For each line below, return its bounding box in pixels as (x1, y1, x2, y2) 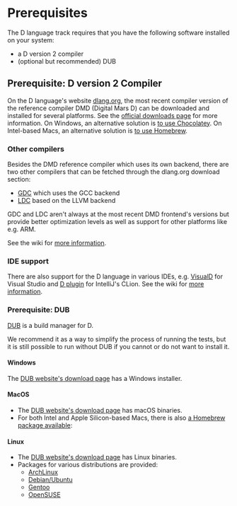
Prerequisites (7, 5, 88, 21)
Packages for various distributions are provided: (17, 461, 158, 469)
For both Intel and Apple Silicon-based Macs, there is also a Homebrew (17, 413, 226, 422)
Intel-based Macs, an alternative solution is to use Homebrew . (7, 126, 187, 135)
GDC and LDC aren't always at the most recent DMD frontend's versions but (7, 210, 230, 218)
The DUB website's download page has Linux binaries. (17, 453, 177, 461)
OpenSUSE (28, 490, 62, 499)
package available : (17, 421, 73, 430)
